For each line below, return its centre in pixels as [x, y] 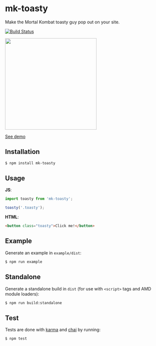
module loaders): [22, 294]
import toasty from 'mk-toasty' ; [39, 199]
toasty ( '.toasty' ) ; [25, 208]
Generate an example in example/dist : [43, 253]
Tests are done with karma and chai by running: [53, 330]
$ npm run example [24, 262]
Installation [22, 152]
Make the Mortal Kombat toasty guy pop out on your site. [62, 22]
